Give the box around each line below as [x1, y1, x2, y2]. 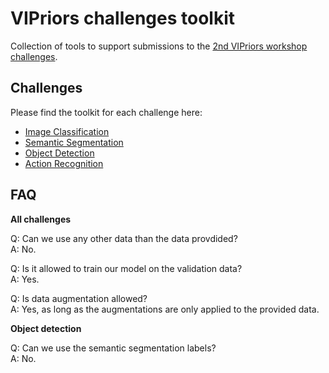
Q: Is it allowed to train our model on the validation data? [10, 262, 243, 274]
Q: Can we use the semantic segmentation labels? [10, 342, 217, 354]
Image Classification [24, 125, 110, 137]
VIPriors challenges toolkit [10, 7, 236, 30]
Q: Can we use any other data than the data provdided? [10, 232, 238, 244]
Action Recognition [24, 157, 104, 169]
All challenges [10, 213, 72, 225]
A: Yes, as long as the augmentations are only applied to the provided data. [10, 303, 320, 315]
